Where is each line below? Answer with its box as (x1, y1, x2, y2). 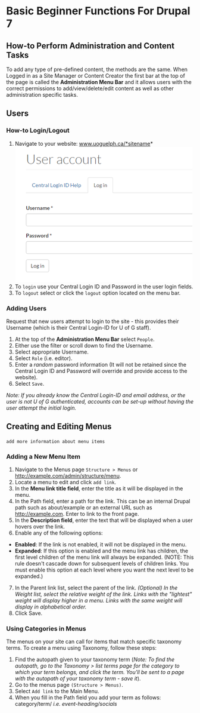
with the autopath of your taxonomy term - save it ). (14, 675, 141, 682)
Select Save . (14, 380, 45, 387)
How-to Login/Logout (6, 127, 70, 135)
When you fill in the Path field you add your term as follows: (14, 694, 161, 701)
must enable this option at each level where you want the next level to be (14, 566, 194, 574)
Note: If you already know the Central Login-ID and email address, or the (6, 391, 186, 398)
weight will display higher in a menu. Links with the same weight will (14, 597, 183, 604)
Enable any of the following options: (14, 530, 103, 537)
